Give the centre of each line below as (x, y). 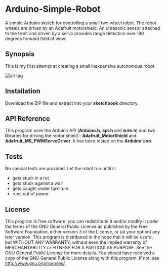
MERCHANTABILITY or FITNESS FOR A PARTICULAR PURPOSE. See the (79, 248)
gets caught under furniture (41, 188)
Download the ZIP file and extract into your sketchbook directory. (72, 103)
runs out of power (30, 194)
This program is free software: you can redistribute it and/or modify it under (82, 221)
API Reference (28, 118)
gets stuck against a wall (37, 183)
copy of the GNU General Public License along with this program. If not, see (82, 258)
